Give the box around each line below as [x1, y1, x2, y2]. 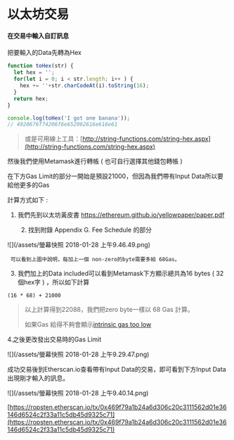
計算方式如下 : [7, 196, 48, 204]
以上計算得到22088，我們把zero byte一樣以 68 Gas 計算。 [24, 306, 194, 314]
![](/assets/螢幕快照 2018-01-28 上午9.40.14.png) [7, 389, 149, 398]
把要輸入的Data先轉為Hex [7, 49, 82, 57]
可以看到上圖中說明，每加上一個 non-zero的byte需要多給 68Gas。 [10, 256, 181, 263]
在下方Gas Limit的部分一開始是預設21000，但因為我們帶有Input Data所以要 [7, 172, 223, 180]
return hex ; [13, 95, 49, 102]
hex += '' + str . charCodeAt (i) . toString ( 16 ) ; [20, 82, 150, 89]
